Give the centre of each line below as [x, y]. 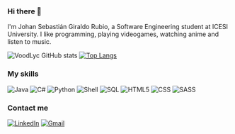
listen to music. [29, 42]
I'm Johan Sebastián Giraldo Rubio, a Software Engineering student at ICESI [118, 27]
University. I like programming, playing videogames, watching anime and [113, 34]
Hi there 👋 [25, 11]
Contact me [28, 108]
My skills [23, 74]
